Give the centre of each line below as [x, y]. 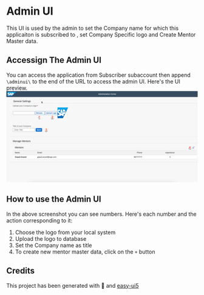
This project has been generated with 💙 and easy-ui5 [73, 285]
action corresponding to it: [39, 220]
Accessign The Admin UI [54, 60]
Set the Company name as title [53, 245]
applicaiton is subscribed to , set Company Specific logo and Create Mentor [101, 34]
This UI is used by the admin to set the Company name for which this [93, 28]
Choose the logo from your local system [65, 232]
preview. [17, 88]
